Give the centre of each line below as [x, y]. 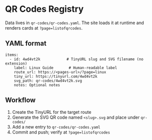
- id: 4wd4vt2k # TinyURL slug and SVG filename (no [76, 59]
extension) [16, 63]
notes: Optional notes [37, 85]
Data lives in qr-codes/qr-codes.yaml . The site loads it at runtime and [75, 23]
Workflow [20, 100]
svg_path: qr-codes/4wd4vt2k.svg [48, 81]
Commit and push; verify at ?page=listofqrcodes [61, 132]
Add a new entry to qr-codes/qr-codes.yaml [56, 127]
